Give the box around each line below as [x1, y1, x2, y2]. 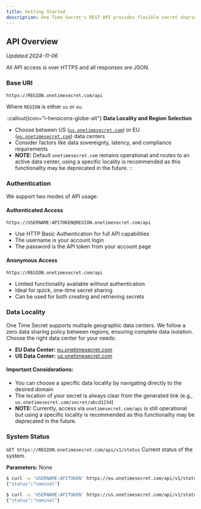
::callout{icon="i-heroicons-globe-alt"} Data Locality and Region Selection [6, 114, 192, 121]
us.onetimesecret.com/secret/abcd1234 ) [14, 398, 114, 406]
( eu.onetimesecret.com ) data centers [14, 132, 105, 139]
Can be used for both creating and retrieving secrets [14, 293, 145, 300]
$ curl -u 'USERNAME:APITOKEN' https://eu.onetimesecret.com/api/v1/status [6, 476, 199, 481]
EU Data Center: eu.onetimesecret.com [14, 346, 112, 353]
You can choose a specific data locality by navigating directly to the [14, 379, 182, 386]
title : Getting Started [6, 8, 66, 15]
